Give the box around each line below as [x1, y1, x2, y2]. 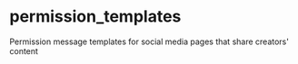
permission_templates [9, 6, 182, 27]
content [9, 45, 39, 56]
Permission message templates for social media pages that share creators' [9, 36, 289, 47]
